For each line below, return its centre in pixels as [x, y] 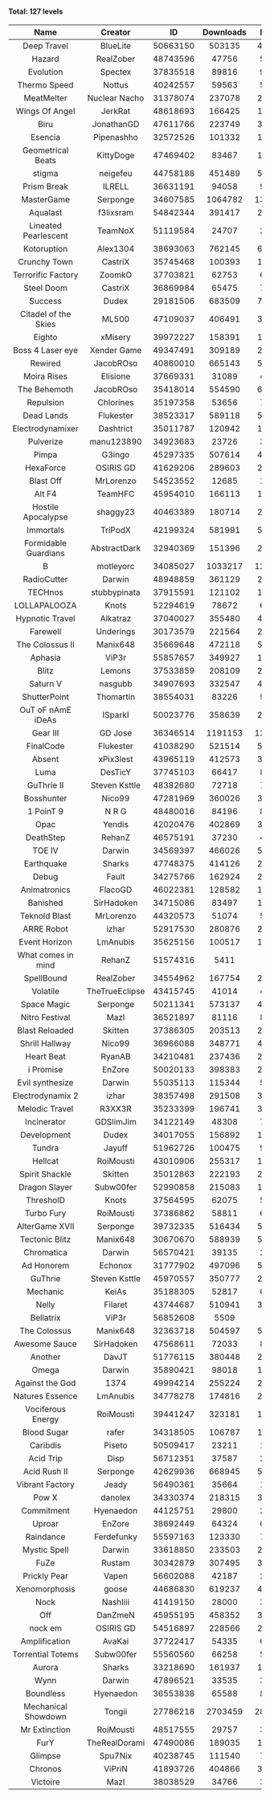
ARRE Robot [45, 929]
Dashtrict [116, 428]
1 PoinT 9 [45, 812]
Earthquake [45, 864]
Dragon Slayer [46, 1187]
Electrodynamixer [45, 428]
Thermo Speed [45, 85]
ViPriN [116, 1769]
